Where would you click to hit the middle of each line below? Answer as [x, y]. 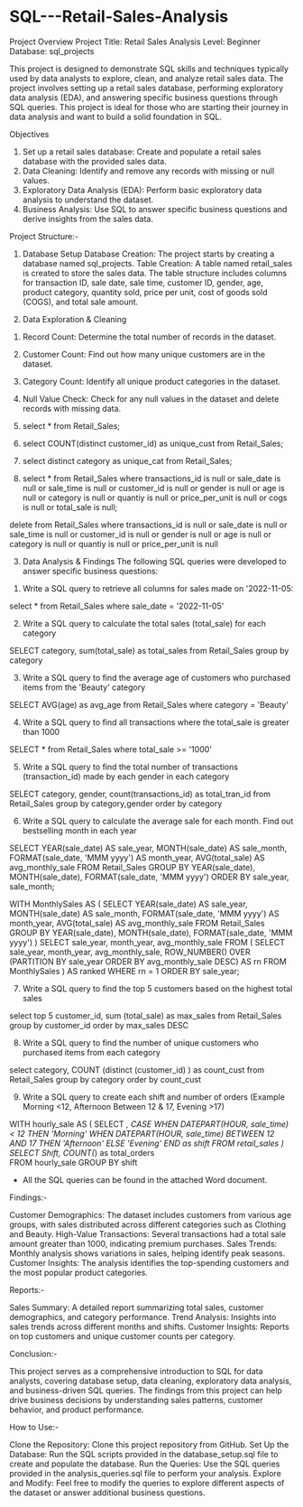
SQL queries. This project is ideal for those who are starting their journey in [149, 107]
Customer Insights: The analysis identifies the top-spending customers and [149, 1262]
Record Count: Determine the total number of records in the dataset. [149, 337]
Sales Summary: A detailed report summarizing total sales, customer [137, 1307]
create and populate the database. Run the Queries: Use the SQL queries [145, 1464]
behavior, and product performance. [77, 1409]
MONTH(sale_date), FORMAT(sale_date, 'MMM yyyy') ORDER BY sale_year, [149, 877]
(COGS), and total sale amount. [80, 302]
